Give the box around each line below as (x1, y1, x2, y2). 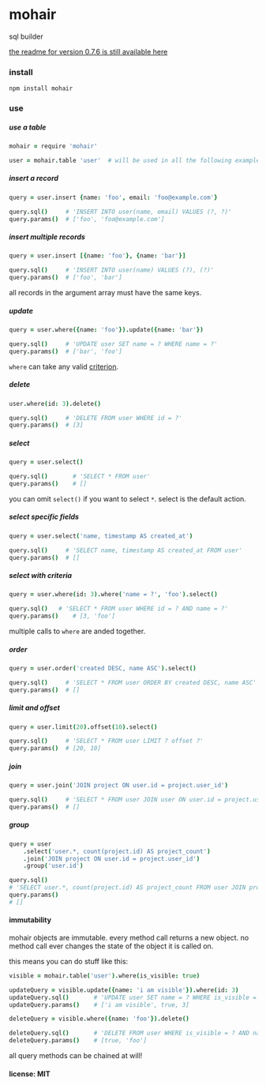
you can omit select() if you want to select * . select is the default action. (9, 494, 247, 503)
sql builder (9, 32, 43, 41)
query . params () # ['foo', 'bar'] (9, 274, 123, 282)
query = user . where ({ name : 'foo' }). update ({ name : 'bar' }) (9, 326, 204, 334)
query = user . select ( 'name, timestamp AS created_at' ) (9, 531, 193, 540)
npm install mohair (9, 84, 73, 92)
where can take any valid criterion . (9, 362, 119, 371)
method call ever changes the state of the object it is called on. (9, 941, 214, 951)
